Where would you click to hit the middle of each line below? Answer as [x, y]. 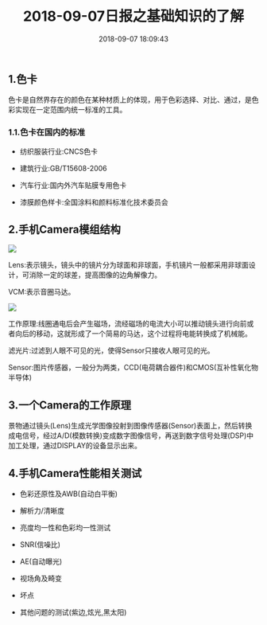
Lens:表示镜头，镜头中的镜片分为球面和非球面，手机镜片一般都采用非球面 [128, 265]
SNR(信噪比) [40, 545]
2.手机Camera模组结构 [65, 230]
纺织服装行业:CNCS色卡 [58, 151]
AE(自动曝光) [41, 561]
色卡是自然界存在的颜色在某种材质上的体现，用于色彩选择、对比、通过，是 [130, 100]
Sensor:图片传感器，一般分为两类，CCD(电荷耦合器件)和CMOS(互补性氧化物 [133, 368]
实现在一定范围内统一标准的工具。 [71, 110]
